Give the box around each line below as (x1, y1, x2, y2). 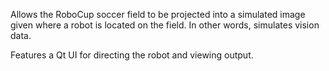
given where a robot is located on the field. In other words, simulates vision (10, 19, 320, 31)
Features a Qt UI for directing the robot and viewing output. (10, 49, 254, 61)
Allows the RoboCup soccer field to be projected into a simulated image (10, 9, 306, 20)
